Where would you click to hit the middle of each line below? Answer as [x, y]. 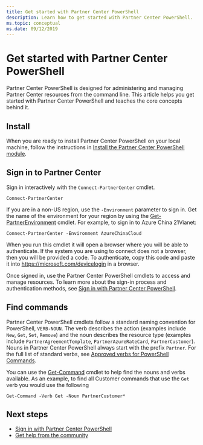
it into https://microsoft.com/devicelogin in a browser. [73, 264]
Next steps [27, 415]
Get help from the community [52, 435]
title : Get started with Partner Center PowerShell [72, 12]
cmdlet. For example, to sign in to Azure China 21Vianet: [127, 222]
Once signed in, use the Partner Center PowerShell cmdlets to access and [98, 275]
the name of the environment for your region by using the [78, 216]
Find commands [37, 308]
